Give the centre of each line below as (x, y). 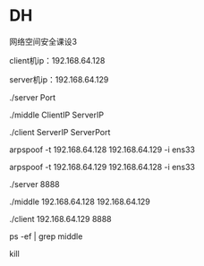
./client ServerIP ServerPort (60, 132)
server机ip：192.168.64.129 (59, 79)
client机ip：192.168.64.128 (57, 60)
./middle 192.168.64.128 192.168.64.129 (80, 202)
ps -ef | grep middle (46, 236)
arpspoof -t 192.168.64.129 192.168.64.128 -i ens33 (102, 167)
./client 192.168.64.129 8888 (60, 219)
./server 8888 (34, 184)
